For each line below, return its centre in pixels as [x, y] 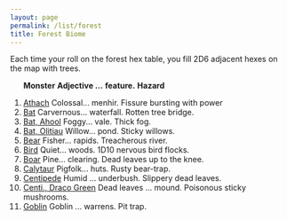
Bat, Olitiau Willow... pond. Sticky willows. [99, 131]
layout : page [34, 17]
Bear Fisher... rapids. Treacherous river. [95, 141]
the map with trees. [45, 68]
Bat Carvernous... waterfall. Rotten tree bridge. [108, 113]
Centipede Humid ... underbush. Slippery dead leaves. [122, 178]
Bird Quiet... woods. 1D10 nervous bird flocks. [106, 150]
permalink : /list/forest [56, 26]
